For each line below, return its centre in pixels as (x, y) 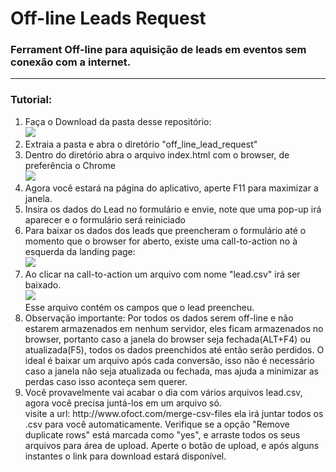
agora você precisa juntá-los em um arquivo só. (123, 403)
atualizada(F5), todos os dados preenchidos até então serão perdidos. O (174, 349)
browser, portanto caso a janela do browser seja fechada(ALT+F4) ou (168, 339)
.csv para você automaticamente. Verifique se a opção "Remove (157, 424)
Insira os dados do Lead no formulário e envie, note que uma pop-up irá (173, 209)
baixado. (43, 284)
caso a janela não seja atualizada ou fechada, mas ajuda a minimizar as (171, 371)
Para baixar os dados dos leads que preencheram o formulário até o (165, 230)
